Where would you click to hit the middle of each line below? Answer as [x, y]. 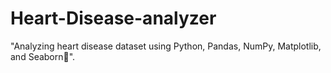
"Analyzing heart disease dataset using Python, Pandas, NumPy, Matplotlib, [166, 46]
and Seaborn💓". [43, 56]
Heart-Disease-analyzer [113, 18]
